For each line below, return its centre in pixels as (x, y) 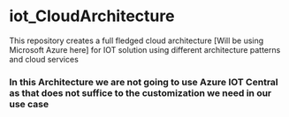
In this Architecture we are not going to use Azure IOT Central (144, 82)
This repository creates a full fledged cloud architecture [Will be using (137, 40)
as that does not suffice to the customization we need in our (141, 92)
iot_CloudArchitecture (92, 16)
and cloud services (44, 59)
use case (29, 104)
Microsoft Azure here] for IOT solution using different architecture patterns (145, 49)
